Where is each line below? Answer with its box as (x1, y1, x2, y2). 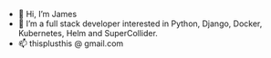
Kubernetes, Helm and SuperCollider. (17, 28, 158, 38)
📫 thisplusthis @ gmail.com (17, 38, 124, 49)
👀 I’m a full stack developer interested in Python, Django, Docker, (17, 18, 263, 29)
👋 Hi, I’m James (17, 9, 78, 19)
